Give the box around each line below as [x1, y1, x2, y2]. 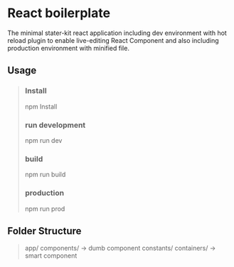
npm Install [24, 102, 58, 111]
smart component [24, 251, 78, 260]
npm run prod [24, 204, 65, 213]
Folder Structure [7, 225, 82, 237]
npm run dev [24, 136, 63, 144]
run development [24, 120, 86, 130]
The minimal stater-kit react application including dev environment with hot [7, 29, 228, 37]
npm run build [24, 170, 66, 179]
